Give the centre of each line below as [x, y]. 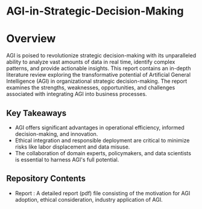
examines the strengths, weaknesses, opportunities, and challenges [91, 88]
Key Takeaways [36, 113]
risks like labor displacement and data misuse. [72, 147]
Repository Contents [46, 178]
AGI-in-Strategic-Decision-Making [95, 11]
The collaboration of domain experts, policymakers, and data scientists [103, 153]
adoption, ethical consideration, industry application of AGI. [89, 199]
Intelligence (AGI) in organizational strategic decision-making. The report [97, 81]
